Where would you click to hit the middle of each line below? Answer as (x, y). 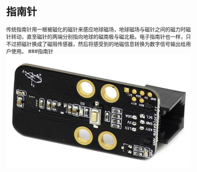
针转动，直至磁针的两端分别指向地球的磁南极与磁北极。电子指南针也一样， (96, 36)
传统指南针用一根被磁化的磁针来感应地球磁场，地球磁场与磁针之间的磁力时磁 (98, 29)
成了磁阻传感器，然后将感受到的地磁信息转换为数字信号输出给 (111, 44)
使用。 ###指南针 (32, 51)
